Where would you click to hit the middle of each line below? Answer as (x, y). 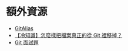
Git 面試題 (27, 42)
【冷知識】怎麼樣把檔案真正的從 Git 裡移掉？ (68, 35)
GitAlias (24, 28)
